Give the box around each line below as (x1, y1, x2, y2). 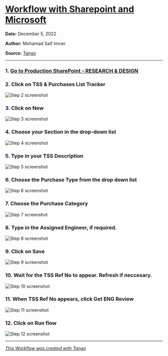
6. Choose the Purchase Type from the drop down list (5, 176, 137, 183)
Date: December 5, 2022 (5, 31, 56, 37)
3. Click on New (5, 105, 44, 112)
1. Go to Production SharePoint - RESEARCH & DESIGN (5, 67, 138, 74)
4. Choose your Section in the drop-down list (5, 129, 116, 136)
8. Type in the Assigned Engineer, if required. (5, 224, 117, 231)
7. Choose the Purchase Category (5, 200, 88, 207)
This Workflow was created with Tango (5, 345, 86, 351)
